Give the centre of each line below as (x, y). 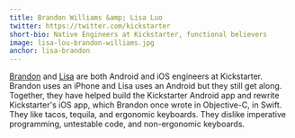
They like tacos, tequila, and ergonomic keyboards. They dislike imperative (147, 115)
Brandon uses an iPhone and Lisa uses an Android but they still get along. (146, 86)
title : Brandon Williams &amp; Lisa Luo (86, 17)
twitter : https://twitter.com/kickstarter (90, 26)
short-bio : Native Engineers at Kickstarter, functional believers (139, 34)
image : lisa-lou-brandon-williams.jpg (82, 43)
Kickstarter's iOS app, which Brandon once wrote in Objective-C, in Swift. (146, 105)
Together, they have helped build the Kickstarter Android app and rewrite (144, 96)
